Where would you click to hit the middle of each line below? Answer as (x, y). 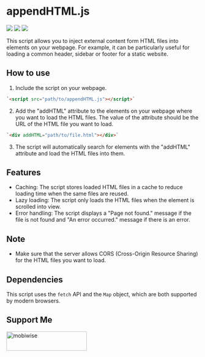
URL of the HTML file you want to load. (64, 124)
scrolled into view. (38, 207)
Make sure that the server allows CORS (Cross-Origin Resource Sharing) (106, 254)
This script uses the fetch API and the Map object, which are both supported (102, 294)
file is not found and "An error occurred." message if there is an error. (103, 220)
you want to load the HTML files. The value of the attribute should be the (107, 117)
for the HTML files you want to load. (60, 260)
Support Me (29, 320)
